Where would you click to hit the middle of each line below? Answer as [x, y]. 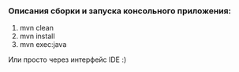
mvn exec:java [43, 45]
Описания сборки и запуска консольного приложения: [119, 11]
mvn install [37, 36]
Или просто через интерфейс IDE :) [67, 59]
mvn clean [36, 28]
